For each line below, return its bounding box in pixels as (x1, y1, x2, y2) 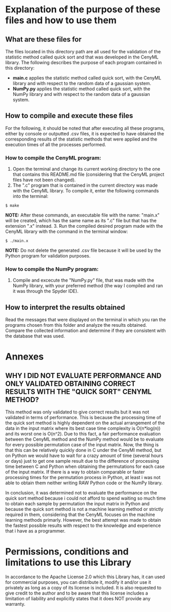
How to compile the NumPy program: (5, 266, 99, 273)
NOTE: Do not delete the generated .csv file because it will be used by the (5, 247, 161, 253)
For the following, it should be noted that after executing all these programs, (5, 125, 165, 131)
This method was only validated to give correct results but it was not (5, 409, 150, 415)
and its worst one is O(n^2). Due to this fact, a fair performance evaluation (5, 431, 161, 437)
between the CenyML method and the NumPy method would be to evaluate (5, 436, 164, 442)
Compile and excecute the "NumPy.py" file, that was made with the (12, 277, 154, 283)
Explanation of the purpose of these (5, 4, 161, 15)
